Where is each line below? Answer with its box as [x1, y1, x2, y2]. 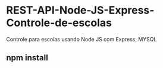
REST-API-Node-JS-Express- [6, 4, 155, 17]
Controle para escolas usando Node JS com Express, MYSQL [6, 35, 157, 43]
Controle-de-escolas [6, 16, 112, 30]
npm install [6, 53, 49, 63]
